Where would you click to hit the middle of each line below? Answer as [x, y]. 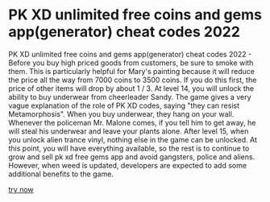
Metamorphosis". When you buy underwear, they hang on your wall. [121, 113]
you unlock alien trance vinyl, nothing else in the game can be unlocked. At [133, 139]
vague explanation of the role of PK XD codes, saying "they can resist [124, 105]
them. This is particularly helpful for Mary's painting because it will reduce [132, 71]
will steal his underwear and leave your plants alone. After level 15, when [129, 131]
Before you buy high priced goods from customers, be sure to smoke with [131, 63]
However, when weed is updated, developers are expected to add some [128, 165]
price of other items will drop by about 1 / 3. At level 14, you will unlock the [131, 88]
